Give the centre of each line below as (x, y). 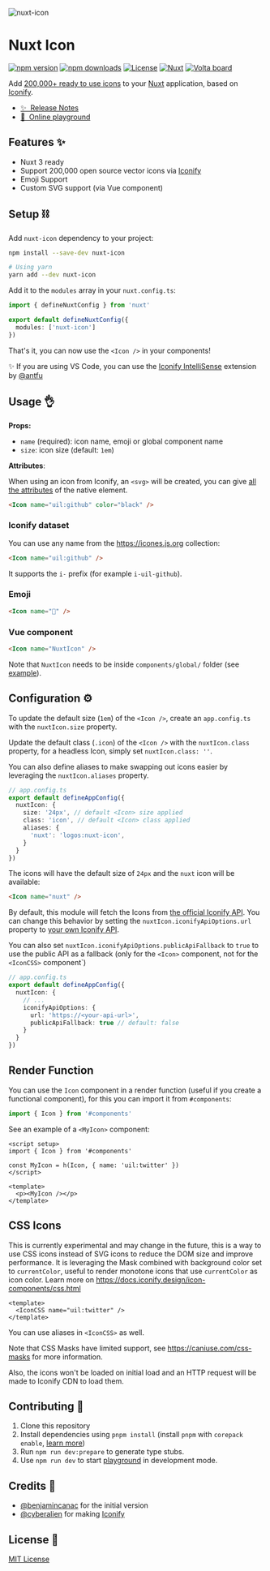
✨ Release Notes (49, 107)
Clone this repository (55, 1426)
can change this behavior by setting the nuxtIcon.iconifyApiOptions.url (130, 921)
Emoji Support (44, 179)
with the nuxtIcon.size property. (63, 727)
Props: (20, 425)
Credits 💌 (32, 1485)
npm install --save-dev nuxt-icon (67, 253)
